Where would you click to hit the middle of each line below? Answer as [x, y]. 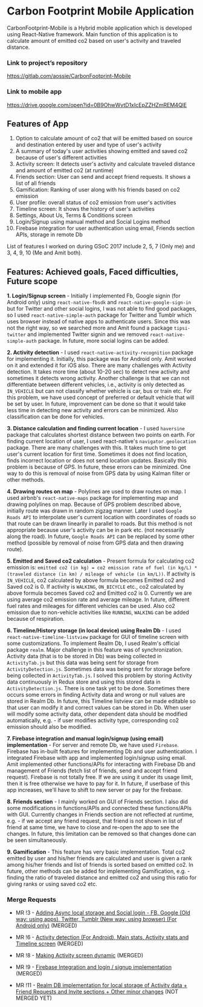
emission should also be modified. [50, 727]
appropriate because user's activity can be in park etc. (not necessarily [96, 530]
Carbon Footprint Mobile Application [101, 11]
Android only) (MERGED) [46, 925]
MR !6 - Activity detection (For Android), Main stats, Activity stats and [102, 937]
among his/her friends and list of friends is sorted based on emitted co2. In [100, 865]
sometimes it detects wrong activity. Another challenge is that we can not [98, 378]
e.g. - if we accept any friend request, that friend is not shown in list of [95, 821]
